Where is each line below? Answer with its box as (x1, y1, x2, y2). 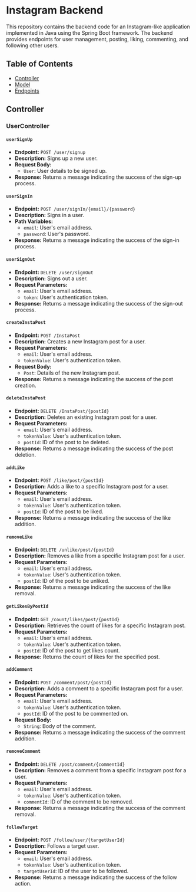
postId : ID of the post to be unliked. (23, 578, 110, 585)
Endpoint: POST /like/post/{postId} (14, 477, 104, 484)
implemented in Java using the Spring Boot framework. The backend (6, 29, 173, 36)
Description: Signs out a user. (14, 275, 88, 282)
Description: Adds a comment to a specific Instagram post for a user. (14, 685, 184, 692)
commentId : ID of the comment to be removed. (23, 798, 134, 805)
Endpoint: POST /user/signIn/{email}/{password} (14, 205, 136, 212)
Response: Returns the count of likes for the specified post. (14, 653, 160, 660)
